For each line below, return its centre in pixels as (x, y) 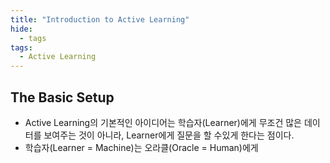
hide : (21, 29)
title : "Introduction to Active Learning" (100, 19)
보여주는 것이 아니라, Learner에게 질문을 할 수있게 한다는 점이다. (169, 135)
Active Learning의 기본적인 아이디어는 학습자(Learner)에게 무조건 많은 (163, 122)
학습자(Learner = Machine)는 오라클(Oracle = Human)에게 (141, 147)
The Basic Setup (62, 97)
